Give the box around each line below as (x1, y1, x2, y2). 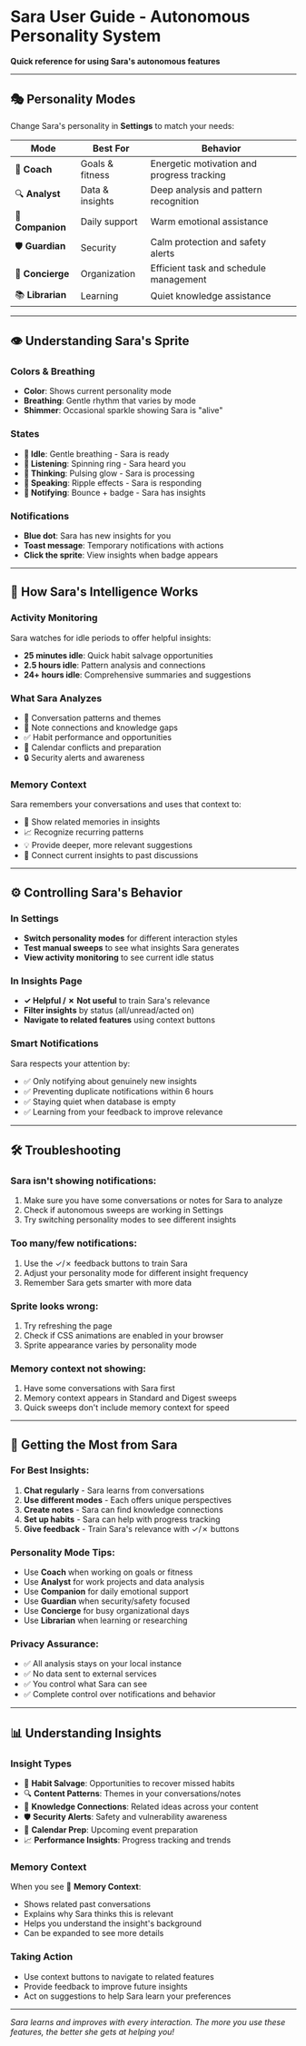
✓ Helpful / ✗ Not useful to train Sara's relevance (23, 995, 211, 1006)
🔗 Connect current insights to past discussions (23, 850, 199, 861)
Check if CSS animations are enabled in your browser (23, 1329, 224, 1340)
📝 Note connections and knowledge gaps (23, 722, 178, 733)
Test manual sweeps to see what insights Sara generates (23, 943, 240, 953)
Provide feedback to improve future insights (23, 1981, 189, 1992)
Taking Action (10, 1951, 74, 1963)
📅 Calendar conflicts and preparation (23, 742, 162, 753)
